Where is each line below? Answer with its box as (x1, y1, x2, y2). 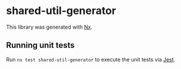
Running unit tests (6, 40, 75, 50)
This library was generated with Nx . (6, 23, 93, 30)
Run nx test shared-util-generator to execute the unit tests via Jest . (6, 56, 176, 63)
